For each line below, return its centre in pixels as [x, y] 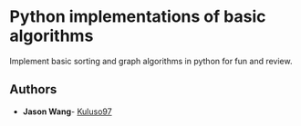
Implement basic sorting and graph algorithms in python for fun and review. [151, 61]
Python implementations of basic [138, 17]
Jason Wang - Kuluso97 [67, 111]
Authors [33, 89]
